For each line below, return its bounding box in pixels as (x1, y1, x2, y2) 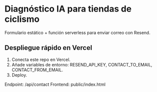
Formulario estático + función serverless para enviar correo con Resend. (4, 30, 151, 35)
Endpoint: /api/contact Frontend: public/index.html (4, 81, 106, 87)
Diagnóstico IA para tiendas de (4, 3, 132, 15)
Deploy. (11, 72, 27, 78)
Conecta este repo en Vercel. (11, 57, 71, 62)
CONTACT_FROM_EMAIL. (11, 67, 63, 73)
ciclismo (4, 14, 40, 25)
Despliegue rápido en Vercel (4, 44, 92, 52)
